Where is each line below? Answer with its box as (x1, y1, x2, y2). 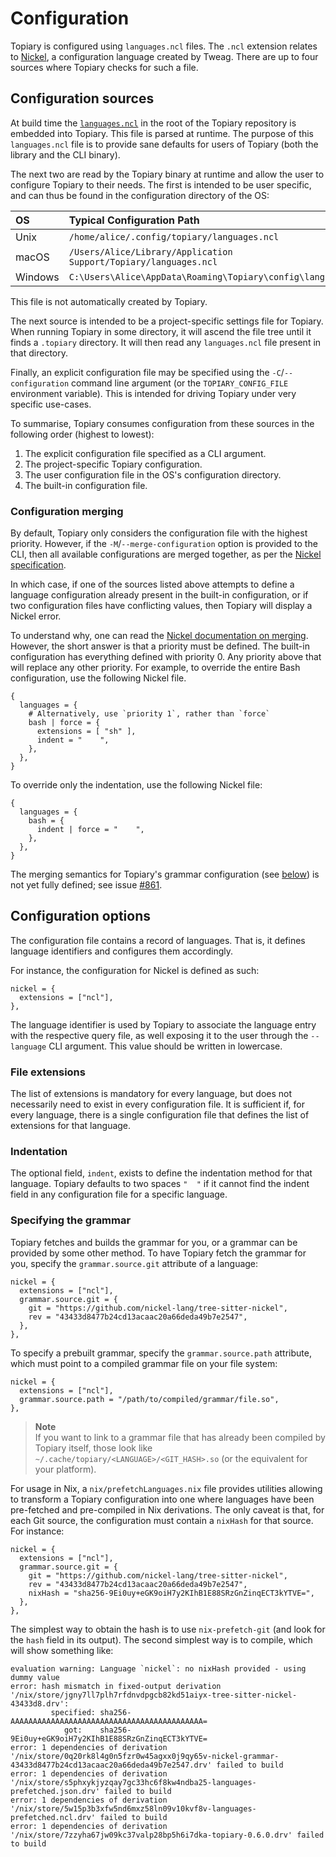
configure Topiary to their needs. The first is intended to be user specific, (10, 178, 312, 191)
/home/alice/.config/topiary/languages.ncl (68, 231, 280, 242)
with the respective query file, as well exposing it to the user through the (10, 1029, 309, 1041)
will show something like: (10, 1644, 114, 1656)
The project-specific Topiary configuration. (24, 458, 203, 470)
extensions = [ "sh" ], (36, 727, 137, 737)
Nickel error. (10, 610, 62, 622)
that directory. (10, 347, 69, 359)
